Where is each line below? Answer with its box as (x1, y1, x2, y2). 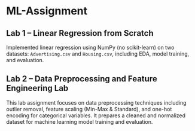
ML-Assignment (6, 4, 88, 18)
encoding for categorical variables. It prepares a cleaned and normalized (6, 112, 186, 119)
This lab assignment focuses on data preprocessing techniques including (6, 99, 187, 106)
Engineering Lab (6, 83, 69, 93)
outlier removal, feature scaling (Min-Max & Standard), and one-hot (6, 105, 172, 112)
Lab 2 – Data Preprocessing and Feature (6, 74, 157, 84)
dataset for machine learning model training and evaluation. (6, 118, 153, 125)
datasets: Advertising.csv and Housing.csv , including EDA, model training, (6, 50, 190, 57)
